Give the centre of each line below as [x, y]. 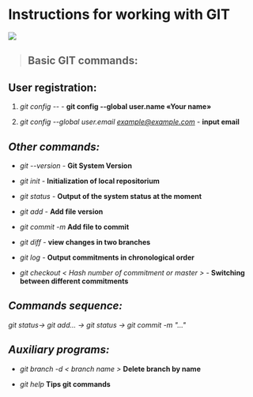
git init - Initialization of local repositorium [89, 181]
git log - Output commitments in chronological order [107, 257]
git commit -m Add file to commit [74, 227]
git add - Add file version [61, 212]
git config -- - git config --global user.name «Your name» [115, 107]
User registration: [53, 87]
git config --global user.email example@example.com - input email [129, 122]
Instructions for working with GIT [119, 15]
